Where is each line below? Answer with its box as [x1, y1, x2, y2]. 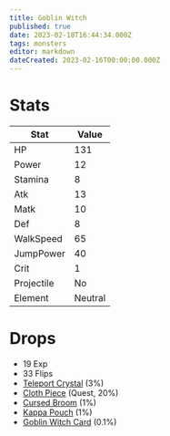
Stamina [14, 172, 49, 185]
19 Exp [22, 358, 48, 369]
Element [14, 291, 49, 304]
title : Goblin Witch [9, 13, 88, 23]
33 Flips [22, 368, 54, 379]
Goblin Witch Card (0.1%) [22, 416, 117, 427]
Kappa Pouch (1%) [22, 407, 93, 418]
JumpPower [14, 247, 65, 260]
